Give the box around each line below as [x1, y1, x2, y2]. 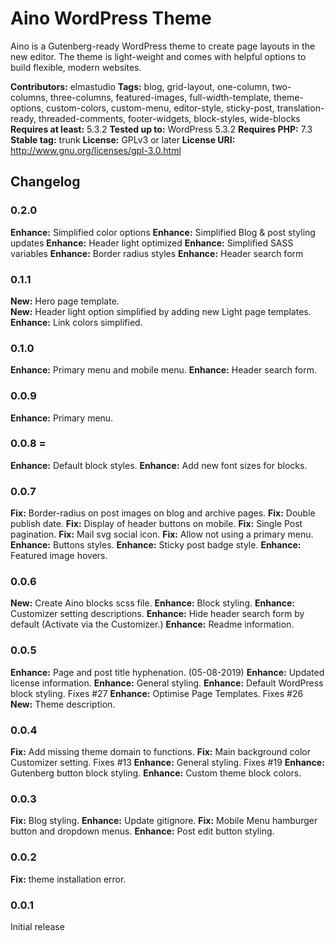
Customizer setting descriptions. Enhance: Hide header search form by [10, 608, 305, 620]
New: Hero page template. [10, 295, 120, 307]
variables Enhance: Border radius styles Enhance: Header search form [10, 247, 304, 259]
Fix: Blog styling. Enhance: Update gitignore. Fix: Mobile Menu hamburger [10, 815, 318, 827]
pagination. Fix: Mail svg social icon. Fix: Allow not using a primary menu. [10, 528, 314, 541]
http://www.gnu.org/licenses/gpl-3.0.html [10, 144, 182, 156]
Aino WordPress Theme [10, 7, 212, 30]
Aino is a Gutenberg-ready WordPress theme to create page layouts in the [10, 40, 316, 52]
